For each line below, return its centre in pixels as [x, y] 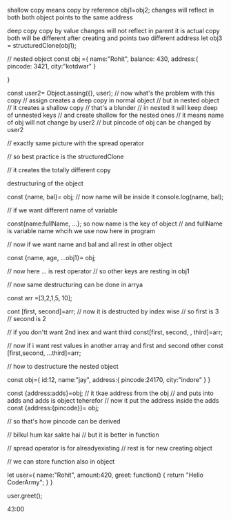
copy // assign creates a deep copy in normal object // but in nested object [113, 100]
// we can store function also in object [61, 462]
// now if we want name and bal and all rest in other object [90, 244]
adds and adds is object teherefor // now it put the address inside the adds [113, 400]
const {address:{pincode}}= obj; [53, 408]
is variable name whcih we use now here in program [81, 231]
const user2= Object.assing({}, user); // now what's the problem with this [111, 93]
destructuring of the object [46, 183]
